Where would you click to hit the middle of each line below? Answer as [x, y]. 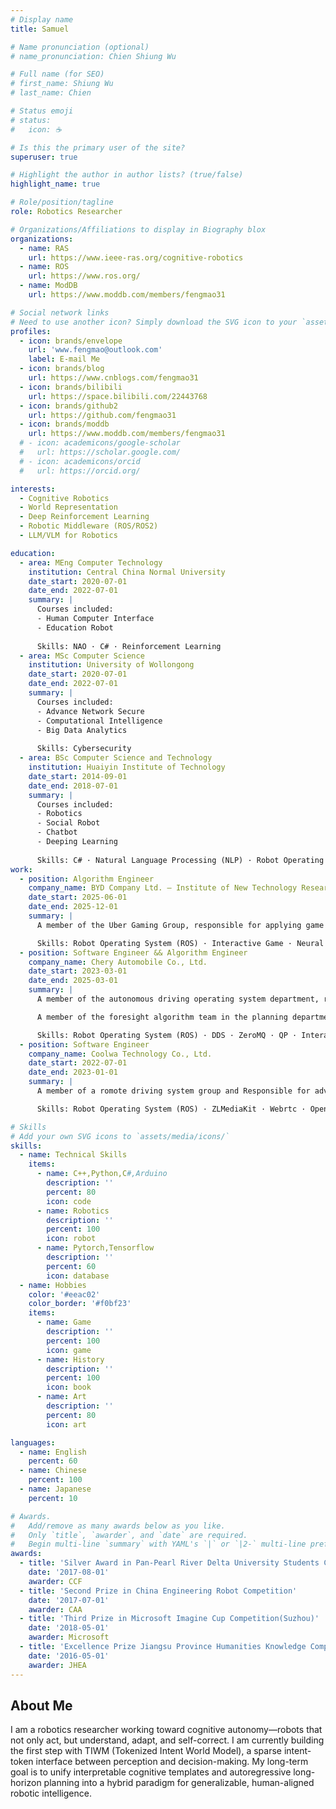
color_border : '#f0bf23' [80, 1304]
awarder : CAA [55, 1609]
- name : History [70, 1359]
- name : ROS [44, 267]
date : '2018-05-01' [69, 1628]
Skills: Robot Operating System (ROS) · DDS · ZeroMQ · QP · [167, 1035]
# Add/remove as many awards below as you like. [118, 1526]
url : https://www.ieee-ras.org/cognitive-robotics [136, 257]
